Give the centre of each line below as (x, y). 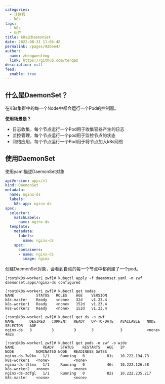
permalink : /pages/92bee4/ (33, 46)
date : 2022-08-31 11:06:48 (33, 42)
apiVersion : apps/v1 (26, 181)
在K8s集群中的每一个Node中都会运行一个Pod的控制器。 (62, 108)
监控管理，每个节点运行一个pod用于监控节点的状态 (64, 135)
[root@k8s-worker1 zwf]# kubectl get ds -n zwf (55, 317)
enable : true (23, 74)
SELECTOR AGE (21, 326)
